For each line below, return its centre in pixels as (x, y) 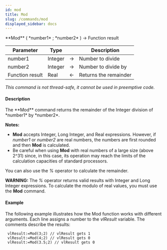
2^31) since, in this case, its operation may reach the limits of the (79, 156)
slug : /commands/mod (27, 19)
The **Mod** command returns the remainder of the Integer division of (79, 110)
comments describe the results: (38, 224)
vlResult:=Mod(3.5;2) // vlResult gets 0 (51, 242)
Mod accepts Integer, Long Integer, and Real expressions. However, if (84, 134)
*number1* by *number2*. (32, 115)
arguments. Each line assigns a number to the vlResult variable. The (75, 219)
